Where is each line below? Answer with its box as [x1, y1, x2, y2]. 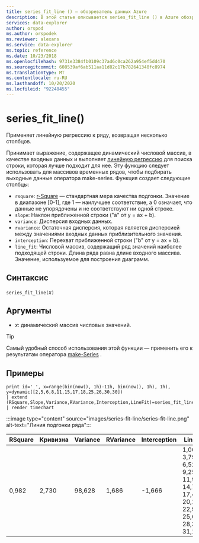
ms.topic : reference [6, 48, 57, 54]
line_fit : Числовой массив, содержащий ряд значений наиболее [14, 243, 182, 250]
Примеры [6, 368, 44, 378]
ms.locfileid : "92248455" [6, 86, 70, 92]
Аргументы [6, 306, 52, 316]
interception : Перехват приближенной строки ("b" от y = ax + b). [14, 236, 180, 244]
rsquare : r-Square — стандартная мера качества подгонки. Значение [14, 192, 190, 199]
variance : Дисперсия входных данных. [14, 218, 113, 225]
